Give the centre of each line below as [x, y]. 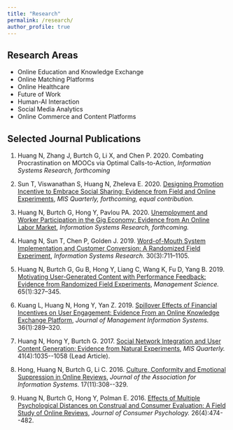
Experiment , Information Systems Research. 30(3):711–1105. [104, 256]
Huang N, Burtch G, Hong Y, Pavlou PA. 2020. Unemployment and [112, 212]
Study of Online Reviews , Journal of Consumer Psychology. [104, 413]
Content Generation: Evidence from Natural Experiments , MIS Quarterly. [121, 348]
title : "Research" [34, 14]
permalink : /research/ [40, 20]
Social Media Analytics [50, 109]
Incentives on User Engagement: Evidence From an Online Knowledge [118, 313]
